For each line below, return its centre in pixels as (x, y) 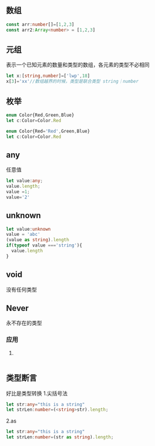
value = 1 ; (18, 192)
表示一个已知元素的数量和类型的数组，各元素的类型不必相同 (78, 65)
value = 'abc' (23, 234)
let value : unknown (28, 229)
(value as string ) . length (37, 240)
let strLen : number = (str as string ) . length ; (60, 437)
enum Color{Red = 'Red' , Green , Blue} (48, 131)
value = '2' (18, 197)
